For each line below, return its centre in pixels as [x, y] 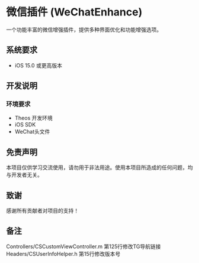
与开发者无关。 [24, 175]
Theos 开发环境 [33, 118]
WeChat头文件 [32, 132]
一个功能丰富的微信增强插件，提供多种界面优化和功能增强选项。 [84, 30]
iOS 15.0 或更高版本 [38, 65]
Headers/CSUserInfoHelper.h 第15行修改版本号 [63, 254]
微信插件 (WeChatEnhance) [74, 12]
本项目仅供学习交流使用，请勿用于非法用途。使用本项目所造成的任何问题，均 [99, 168]
